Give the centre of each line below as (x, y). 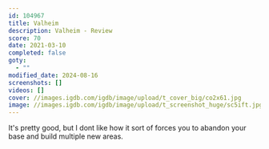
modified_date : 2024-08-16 (53, 75)
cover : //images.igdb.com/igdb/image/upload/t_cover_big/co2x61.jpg (125, 98)
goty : (17, 61)
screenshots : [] (35, 83)
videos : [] (26, 90)
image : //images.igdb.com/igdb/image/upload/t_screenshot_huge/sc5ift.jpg (136, 105)
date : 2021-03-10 (37, 46)
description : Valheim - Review (60, 30)
